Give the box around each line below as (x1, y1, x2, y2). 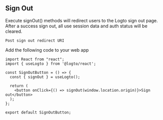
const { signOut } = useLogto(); (10, 74, 80, 79)
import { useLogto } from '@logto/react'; (5, 61, 96, 66)
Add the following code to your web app (5, 47, 89, 53)
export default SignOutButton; (5, 110, 71, 115)
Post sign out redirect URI (5, 38, 65, 43)
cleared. (5, 28, 23, 34)
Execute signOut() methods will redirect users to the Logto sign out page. (5, 17, 158, 23)
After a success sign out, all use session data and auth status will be (5, 23, 148, 29)
